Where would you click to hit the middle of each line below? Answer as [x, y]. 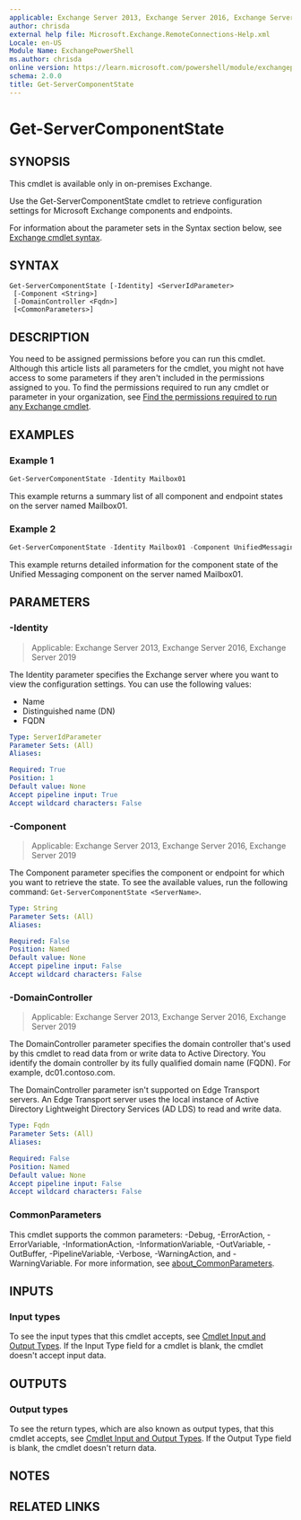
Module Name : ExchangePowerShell [72, 51]
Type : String [34, 908]
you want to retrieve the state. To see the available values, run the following [149, 882]
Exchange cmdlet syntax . [56, 237]
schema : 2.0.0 [36, 76]
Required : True [38, 770]
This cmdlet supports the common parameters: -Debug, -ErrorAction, [138, 1234]
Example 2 [33, 529]
